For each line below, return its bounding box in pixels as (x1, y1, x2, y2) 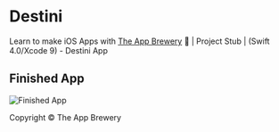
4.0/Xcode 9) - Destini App (9, 45, 109, 55)
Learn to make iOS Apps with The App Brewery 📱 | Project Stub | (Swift (9, 36, 270, 46)
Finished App (9, 71, 85, 87)
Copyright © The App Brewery (9, 111, 122, 122)
